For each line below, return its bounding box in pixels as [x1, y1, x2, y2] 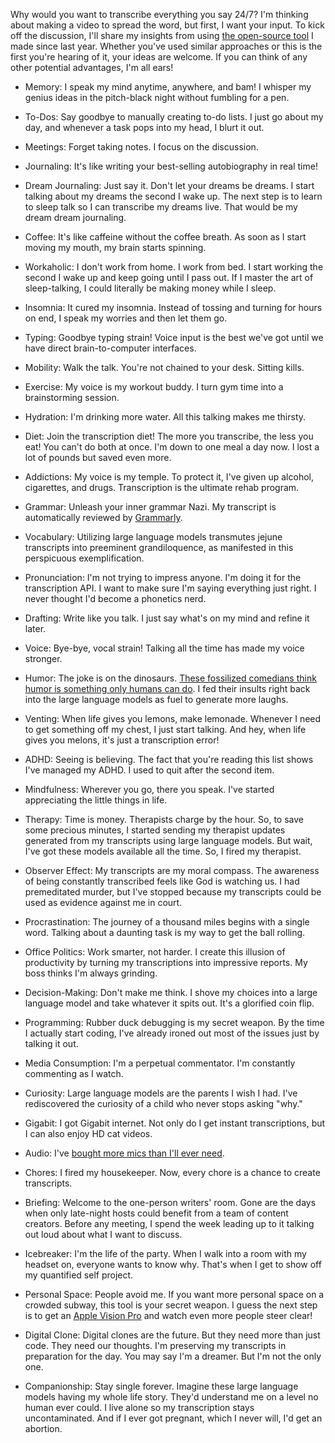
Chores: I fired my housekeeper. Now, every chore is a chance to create [24, 1167, 321, 1178]
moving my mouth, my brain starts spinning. [24, 242, 207, 253]
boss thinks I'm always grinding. [24, 967, 158, 979]
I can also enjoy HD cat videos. [24, 1128, 153, 1139]
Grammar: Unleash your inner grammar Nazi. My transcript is [24, 501, 277, 513]
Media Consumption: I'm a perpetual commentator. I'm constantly [24, 1057, 296, 1069]
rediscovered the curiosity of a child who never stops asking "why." [24, 1098, 303, 1109]
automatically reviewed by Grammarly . [24, 512, 183, 523]
